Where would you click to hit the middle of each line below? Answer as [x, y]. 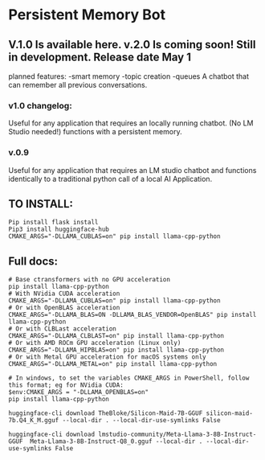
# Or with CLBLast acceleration [62, 329]
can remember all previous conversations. [78, 85]
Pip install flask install [53, 223]
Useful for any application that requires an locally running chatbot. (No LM [131, 123]
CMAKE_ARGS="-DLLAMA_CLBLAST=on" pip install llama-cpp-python [116, 336]
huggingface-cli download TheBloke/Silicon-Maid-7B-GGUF [106, 413]
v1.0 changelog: [40, 105]
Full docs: [33, 261]
